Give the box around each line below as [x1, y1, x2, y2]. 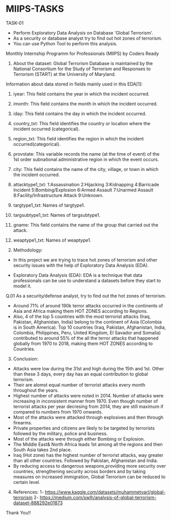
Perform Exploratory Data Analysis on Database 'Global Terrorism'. [13, 30, 153, 36]
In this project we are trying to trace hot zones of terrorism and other [13, 256, 158, 263]
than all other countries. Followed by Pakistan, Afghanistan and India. [13, 457, 158, 464]
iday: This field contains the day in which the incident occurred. [13, 110, 147, 117]
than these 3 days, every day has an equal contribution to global [13, 371, 148, 377]
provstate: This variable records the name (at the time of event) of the [13, 151, 160, 157]
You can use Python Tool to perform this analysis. [13, 40, 118, 46]
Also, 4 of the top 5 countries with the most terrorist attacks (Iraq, [13, 313, 151, 320]
